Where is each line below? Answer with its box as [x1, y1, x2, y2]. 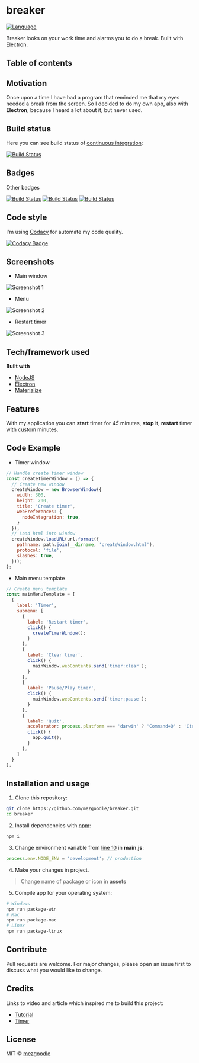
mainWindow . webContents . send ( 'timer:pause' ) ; [32, 696, 147, 702]
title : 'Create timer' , [17, 503, 76, 509]
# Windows [6, 901, 31, 907]
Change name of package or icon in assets [20, 878, 127, 885]
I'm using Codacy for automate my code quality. [6, 228, 123, 235]
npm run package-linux [6, 928, 62, 934]
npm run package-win [6, 906, 57, 912]
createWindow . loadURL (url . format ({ [11, 537, 99, 542]
